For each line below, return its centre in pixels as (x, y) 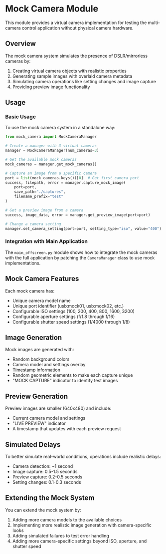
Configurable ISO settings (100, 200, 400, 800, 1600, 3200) (73, 311)
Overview (21, 44)
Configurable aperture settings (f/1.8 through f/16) (64, 317)
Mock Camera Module (52, 9)
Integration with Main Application (47, 241)
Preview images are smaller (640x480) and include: (58, 408)
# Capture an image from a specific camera (51, 173)
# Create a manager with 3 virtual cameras (51, 146)
